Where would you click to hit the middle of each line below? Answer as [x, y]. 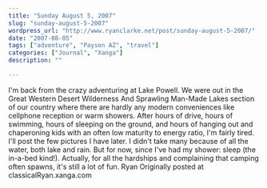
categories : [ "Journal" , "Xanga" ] [66, 53]
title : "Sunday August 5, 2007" [62, 16]
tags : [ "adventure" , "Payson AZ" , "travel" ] [84, 46]
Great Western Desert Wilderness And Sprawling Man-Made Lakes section [132, 98]
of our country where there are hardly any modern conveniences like [122, 107]
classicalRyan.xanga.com [50, 175]
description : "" [35, 61]
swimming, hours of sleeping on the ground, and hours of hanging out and [131, 124]
